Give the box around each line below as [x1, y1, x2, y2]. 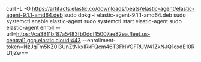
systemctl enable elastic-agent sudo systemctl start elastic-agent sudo [6, 18, 182, 24]
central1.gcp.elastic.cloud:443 [6, 37, 81, 44]
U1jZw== [6, 49, 29, 56]
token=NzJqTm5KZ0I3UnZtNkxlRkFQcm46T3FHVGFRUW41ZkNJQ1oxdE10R [6, 43, 195, 50]
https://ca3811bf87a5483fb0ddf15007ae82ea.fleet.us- [16, 30, 151, 38]
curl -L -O [6, 5, 31, 12]
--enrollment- [82, 37, 116, 44]
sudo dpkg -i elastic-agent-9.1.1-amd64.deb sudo [64, 11, 186, 18]
